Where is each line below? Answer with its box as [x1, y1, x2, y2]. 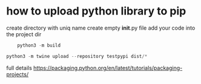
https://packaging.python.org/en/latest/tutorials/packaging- [33, 64, 183, 71]
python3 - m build [17, 42, 61, 48]
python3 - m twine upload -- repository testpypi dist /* [6, 53, 148, 59]
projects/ [6, 71, 29, 78]
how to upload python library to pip [6, 4, 186, 18]
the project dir [6, 30, 42, 37]
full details [6, 64, 32, 71]
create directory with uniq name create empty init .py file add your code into [6, 24, 196, 31]
